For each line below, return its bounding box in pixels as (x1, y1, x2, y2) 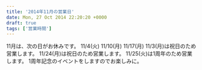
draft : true (6, 20, 36, 26)
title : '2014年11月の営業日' (6, 8, 75, 15)
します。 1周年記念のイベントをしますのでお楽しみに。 (6, 57, 143, 65)
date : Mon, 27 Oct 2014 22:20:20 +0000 (6, 14, 107, 20)
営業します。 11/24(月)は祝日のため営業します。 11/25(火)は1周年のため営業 (6, 50, 193, 57)
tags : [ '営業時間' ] (6, 25, 52, 32)
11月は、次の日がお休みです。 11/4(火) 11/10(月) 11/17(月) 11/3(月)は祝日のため (6, 42, 197, 50)
